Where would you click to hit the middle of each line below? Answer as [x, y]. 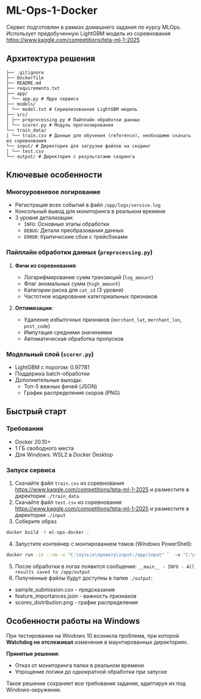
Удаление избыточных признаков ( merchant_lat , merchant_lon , [103, 319]
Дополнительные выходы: [48, 380]
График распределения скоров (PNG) [72, 393]
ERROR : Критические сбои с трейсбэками [76, 237]
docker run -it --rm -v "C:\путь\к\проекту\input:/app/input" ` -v [93, 555]
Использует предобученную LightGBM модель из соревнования [89, 33]
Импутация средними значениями [68, 332]
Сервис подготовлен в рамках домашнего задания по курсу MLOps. [94, 27]
